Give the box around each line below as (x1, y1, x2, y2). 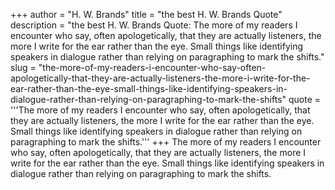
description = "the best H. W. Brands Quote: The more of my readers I (10, 19, 298, 31)
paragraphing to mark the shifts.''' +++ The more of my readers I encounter (10, 136, 322, 148)
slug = (10, 62, 37, 73)
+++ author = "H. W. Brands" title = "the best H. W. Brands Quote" (10, 9, 283, 20)
